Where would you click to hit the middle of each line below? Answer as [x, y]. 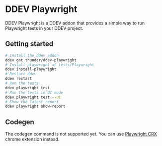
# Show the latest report [32, 102]
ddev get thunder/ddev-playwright [41, 60]
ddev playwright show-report [35, 106]
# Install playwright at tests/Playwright [50, 65]
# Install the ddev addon [32, 55]
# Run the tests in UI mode [34, 92]
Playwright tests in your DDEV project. [44, 28]
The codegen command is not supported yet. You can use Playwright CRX [81, 134]
